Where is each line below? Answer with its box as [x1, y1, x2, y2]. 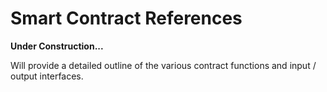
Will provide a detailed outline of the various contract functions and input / [10, 59, 317, 71]
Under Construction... [10, 40, 104, 52]
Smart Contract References [10, 7, 243, 30]
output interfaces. [10, 70, 84, 82]
